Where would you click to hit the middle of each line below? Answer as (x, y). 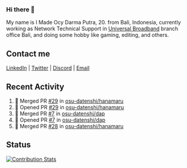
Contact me (28, 54)
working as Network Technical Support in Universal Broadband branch (92, 28)
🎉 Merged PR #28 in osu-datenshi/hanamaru (69, 126)
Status (19, 145)
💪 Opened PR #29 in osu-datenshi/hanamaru (69, 107)
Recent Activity (35, 86)
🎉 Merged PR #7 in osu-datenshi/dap (60, 113)
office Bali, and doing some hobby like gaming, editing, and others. (88, 35)
